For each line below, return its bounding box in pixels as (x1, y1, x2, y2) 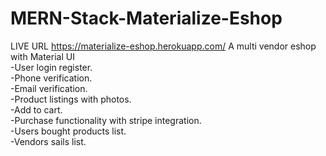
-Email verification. (10, 82, 88, 94)
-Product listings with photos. (10, 93, 132, 105)
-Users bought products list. (10, 125, 127, 137)
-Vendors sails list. (10, 135, 87, 147)
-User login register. (10, 61, 93, 73)
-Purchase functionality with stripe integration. (10, 114, 202, 126)
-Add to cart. (10, 103, 63, 116)
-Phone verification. (10, 72, 93, 84)
